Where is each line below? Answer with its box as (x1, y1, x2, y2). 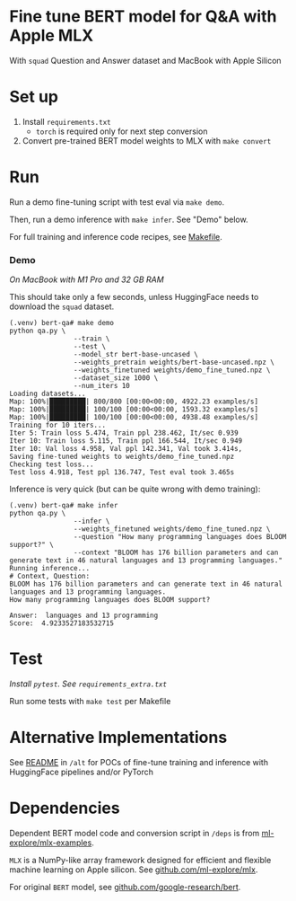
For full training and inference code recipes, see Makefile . (9, 231, 222, 242)
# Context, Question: (9, 572, 91, 581)
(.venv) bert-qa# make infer (9, 501, 118, 510)
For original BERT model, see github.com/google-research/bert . (9, 881, 241, 892)
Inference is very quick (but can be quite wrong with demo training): (9, 483, 261, 495)
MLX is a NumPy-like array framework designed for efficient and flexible (9, 854, 272, 865)
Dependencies (9, 798, 120, 818)
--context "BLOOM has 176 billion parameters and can (73, 548, 279, 558)
